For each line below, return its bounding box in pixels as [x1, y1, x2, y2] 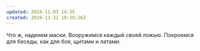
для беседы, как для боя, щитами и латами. [6, 38, 121, 45]
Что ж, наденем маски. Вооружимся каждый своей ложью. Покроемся [6, 31, 194, 38]
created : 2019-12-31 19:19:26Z [6, 15, 86, 21]
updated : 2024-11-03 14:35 [6, 8, 75, 15]
